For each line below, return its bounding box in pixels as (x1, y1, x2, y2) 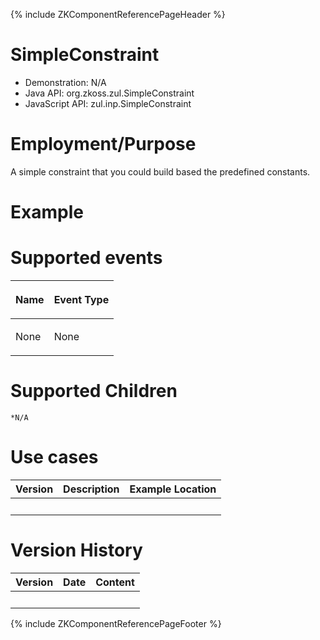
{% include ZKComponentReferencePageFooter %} (10, 617, 222, 629)
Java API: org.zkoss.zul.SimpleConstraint (24, 87, 195, 99)
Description (63, 482, 120, 496)
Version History (10, 539, 143, 562)
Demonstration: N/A (24, 76, 107, 88)
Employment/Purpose (10, 133, 197, 156)
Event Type (53, 293, 110, 306)
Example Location (129, 482, 217, 496)
